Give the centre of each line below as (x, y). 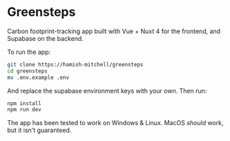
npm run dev (24, 110)
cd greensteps (28, 71)
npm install (24, 103)
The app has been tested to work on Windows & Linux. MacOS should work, (115, 123)
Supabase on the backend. (46, 38)
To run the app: (29, 52)
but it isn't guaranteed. (39, 130)
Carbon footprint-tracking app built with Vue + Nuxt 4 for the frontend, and (114, 31)
